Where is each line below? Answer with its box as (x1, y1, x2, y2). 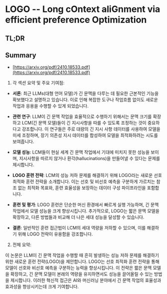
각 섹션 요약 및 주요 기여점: (12, 80, 65, 86)
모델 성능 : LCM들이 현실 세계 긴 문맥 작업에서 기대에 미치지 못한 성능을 (12, 149, 150, 155)
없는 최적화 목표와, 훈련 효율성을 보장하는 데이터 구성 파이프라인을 (17, 185, 146, 191)
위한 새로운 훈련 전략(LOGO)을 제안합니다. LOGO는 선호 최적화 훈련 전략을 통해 (5, 258, 160, 264)
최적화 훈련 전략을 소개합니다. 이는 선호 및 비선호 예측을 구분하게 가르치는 (12, 178, 155, 184)
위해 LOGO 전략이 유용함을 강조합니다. (17, 231, 93, 237)
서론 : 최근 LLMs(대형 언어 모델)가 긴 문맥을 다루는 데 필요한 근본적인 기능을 (12, 90, 159, 96)
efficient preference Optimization (5, 14, 147, 25)
